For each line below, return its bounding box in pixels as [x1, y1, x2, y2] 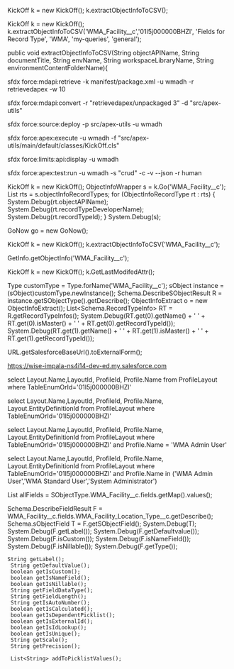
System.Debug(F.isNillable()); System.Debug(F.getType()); [7, 542, 178, 551]
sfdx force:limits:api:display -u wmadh [7, 155, 119, 163]
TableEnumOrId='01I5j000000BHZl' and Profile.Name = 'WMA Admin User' [7, 441, 227, 449]
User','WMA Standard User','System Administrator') [7, 477, 157, 485]
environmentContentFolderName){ [7, 64, 108, 72]
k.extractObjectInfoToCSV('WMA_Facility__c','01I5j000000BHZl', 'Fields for [7, 28, 225, 35]
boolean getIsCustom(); [10, 568, 81, 575]
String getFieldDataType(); [10, 587, 94, 594]
